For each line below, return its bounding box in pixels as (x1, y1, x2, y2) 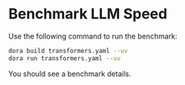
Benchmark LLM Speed (8, 5, 168, 23)
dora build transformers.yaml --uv (8, 47, 128, 55)
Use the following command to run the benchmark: (8, 31, 178, 41)
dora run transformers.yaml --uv (8, 54, 121, 63)
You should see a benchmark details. (8, 69, 132, 79)
